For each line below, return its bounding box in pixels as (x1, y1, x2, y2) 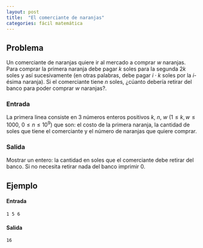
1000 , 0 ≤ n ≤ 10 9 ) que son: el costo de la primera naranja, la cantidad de (6, 120, 190, 128)
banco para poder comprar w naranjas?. (6, 84, 108, 92)
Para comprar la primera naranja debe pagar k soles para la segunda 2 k (6, 65, 187, 73)
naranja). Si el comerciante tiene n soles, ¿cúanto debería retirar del (22, 78, 193, 86)
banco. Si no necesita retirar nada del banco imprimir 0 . (6, 163, 146, 170)
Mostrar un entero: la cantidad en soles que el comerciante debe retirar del (6, 156, 194, 164)
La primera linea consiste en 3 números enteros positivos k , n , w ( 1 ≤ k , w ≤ (6, 114, 196, 121)
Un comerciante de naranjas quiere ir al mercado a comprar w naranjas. (6, 59, 187, 66)
